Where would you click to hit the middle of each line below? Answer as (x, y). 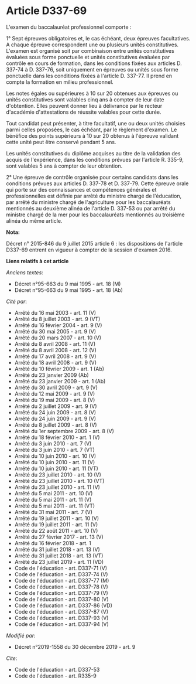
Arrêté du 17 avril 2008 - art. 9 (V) (55, 356)
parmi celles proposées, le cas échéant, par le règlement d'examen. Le (92, 130)
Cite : (12, 658)
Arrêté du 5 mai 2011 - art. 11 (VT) (55, 506)
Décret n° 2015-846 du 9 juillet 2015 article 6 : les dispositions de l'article (94, 243)
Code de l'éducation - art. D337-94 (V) (62, 624)
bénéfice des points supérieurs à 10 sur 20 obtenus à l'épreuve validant (92, 135)
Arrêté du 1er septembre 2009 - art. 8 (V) (64, 431)
